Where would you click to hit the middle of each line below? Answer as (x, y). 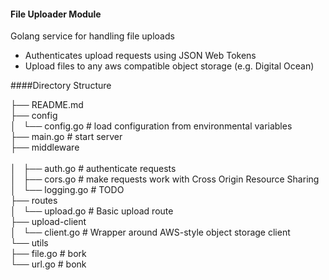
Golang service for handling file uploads (92, 36)
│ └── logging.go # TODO (67, 190)
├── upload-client (48, 222)
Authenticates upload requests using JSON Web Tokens (140, 56)
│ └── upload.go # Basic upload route (92, 211)
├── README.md (47, 105)
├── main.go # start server (66, 137)
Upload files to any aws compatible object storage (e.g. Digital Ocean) (169, 66)
